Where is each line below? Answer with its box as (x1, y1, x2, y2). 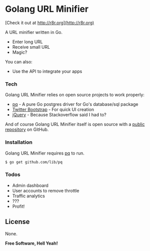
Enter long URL (12, 38, 43, 45)
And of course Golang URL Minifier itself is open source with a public (5, 122, 145, 127)
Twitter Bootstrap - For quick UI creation (12, 107, 94, 113)
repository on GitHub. (5, 126, 49, 132)
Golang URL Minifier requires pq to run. (5, 150, 85, 156)
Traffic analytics (12, 193, 45, 199)
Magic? (12, 49, 28, 55)
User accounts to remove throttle (12, 188, 80, 193)
